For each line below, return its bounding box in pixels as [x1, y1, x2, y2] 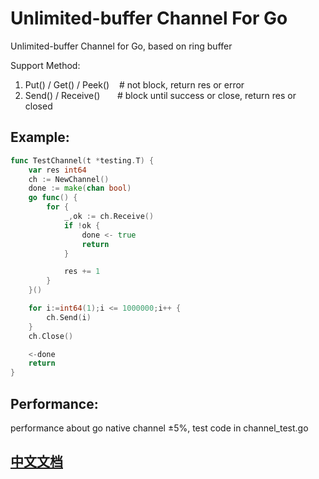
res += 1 [63, 267, 101, 277]
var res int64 [28, 165, 87, 175]
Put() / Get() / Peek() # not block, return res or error [24, 78, 245, 91]
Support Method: [10, 59, 81, 71]
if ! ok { [63, 220, 101, 231]
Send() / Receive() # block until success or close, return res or [24, 89, 297, 101]
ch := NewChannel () [28, 174, 110, 184]
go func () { [28, 193, 78, 203]
